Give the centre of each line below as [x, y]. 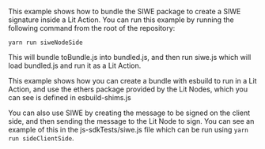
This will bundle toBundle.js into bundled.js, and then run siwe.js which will [130, 57]
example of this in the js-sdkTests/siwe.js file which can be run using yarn [129, 130]
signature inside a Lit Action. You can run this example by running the [121, 20]
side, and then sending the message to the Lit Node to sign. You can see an [131, 121]
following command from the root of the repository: [92, 28]
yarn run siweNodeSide [45, 43]
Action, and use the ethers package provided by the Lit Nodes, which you [128, 89]
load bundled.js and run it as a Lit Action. [75, 65]
